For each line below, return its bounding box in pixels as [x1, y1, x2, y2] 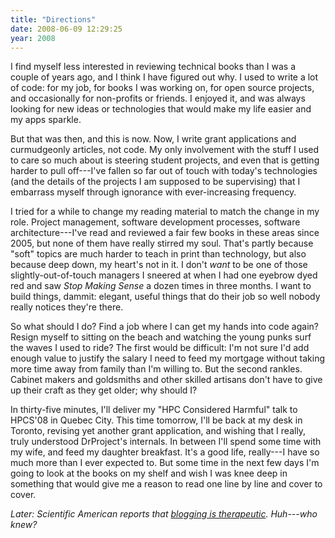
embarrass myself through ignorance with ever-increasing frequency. [10, 186, 297, 198]
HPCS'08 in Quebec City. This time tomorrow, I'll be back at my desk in [10, 414, 303, 426]
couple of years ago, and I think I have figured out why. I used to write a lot [10, 71, 319, 83]
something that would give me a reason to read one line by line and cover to [10, 478, 323, 490]
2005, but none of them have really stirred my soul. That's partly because [10, 237, 314, 250]
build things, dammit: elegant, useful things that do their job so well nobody [10, 291, 321, 303]
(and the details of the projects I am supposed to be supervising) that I [10, 176, 301, 188]
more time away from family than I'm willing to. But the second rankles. [10, 363, 303, 375]
